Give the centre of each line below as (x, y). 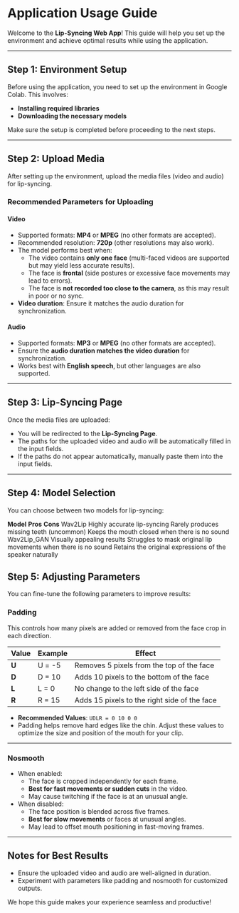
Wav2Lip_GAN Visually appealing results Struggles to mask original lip (110, 539)
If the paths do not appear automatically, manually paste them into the (120, 456)
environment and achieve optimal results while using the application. (108, 40)
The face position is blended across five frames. (99, 811)
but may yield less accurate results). (81, 265)
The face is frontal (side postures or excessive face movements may (129, 273)
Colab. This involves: (38, 94)
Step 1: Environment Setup (67, 70)
